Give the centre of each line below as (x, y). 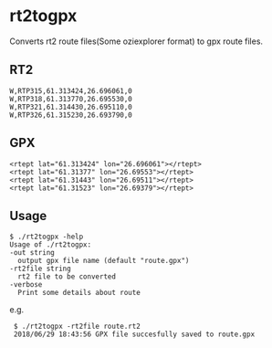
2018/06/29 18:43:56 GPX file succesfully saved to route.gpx (134, 334)
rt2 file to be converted (67, 277)
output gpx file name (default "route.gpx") (104, 261)
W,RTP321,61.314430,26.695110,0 (71, 107)
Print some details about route (79, 293)
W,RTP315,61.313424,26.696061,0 (71, 91)
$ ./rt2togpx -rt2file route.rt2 (77, 327)
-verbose (26, 285)
